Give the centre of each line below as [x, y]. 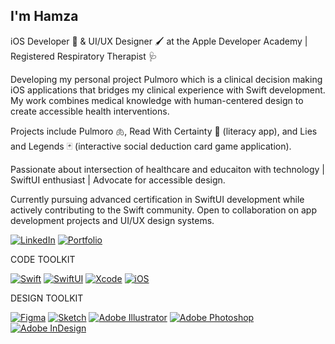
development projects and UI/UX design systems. [112, 220]
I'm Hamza [44, 16]
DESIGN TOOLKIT [47, 298]
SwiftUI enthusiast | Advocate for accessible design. [118, 180]
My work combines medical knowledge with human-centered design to [157, 100]
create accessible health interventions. [90, 111]
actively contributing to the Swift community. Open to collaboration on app [163, 210]
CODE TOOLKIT [43, 259]
